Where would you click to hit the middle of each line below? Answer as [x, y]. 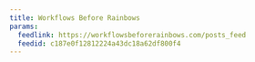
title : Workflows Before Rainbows [75, 18]
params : [24, 26]
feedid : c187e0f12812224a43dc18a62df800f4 [99, 43]
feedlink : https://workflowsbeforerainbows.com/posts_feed [132, 35]
